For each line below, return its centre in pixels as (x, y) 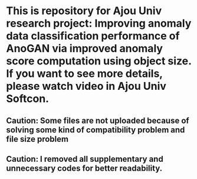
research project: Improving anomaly (99, 23)
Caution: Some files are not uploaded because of (98, 120)
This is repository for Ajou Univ (84, 11)
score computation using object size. (99, 61)
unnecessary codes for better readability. (84, 168)
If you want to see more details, (85, 74)
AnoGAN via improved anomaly (85, 49)
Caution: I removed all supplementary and (85, 159)
